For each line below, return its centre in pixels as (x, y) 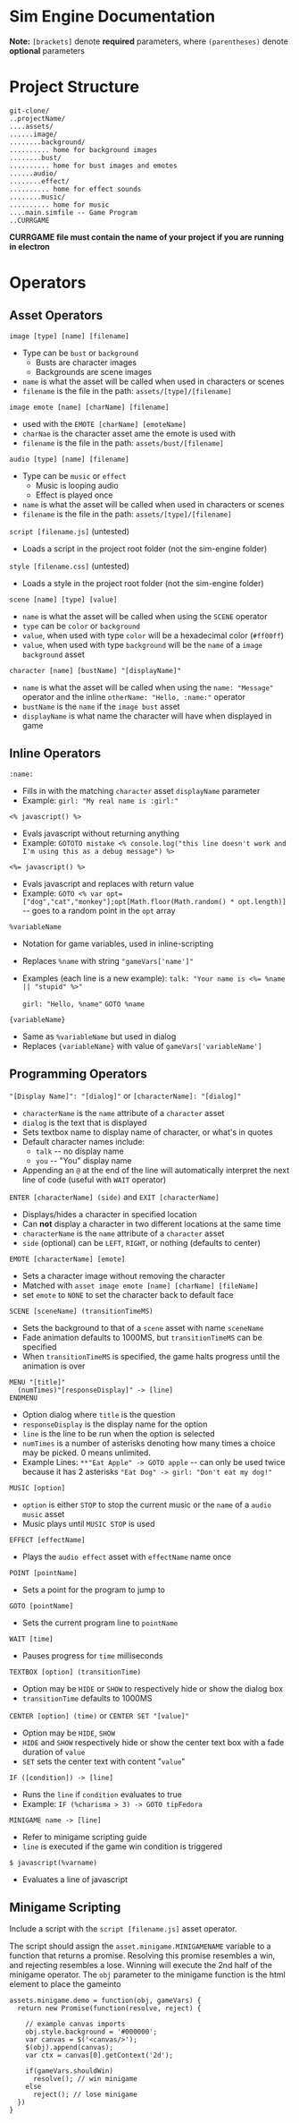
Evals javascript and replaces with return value (108, 883)
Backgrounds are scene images (94, 371)
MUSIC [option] (37, 1488)
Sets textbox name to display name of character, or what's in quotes (148, 1132)
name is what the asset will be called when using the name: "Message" (148, 687)
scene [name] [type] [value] (63, 600)
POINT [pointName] (43, 1573)
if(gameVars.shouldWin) (70, 2071)
